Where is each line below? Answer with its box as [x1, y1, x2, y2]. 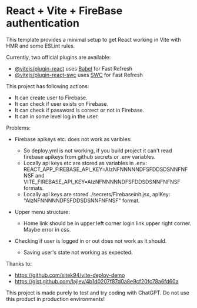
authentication [6, 16, 79, 30]
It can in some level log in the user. [14, 113, 99, 120]
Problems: [6, 124, 31, 131]
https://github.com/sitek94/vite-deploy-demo [14, 272, 125, 279]
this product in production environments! [6, 295, 105, 302]
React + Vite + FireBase [6, 4, 123, 18]
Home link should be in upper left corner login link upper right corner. [23, 219, 192, 227]
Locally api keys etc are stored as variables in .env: [23, 159, 147, 166]
